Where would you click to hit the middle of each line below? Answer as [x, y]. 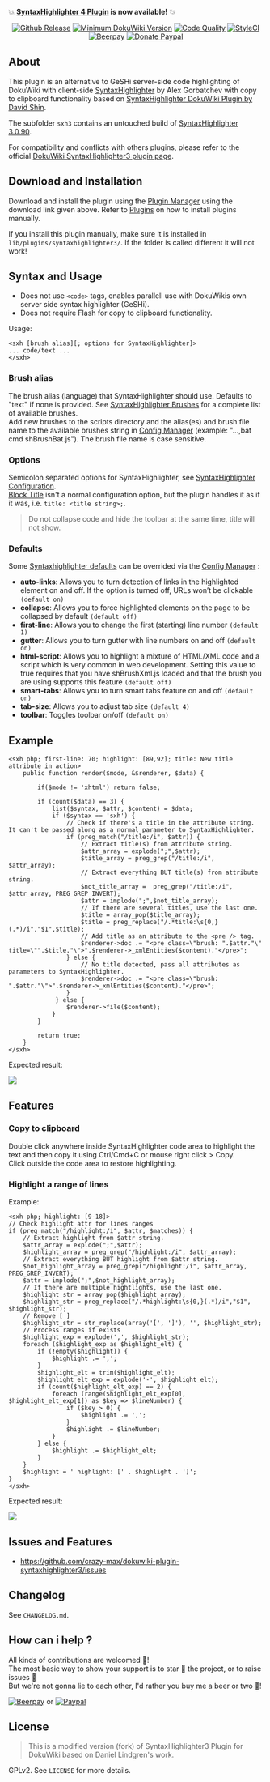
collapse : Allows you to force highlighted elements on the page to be [135, 607]
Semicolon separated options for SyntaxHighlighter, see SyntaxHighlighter [132, 478]
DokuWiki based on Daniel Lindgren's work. [101, 1755]
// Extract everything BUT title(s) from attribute [169, 873]
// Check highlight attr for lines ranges [81, 1224]
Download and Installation [76, 181]
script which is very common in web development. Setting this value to [138, 665]
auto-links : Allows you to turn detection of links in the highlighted [129, 582]
